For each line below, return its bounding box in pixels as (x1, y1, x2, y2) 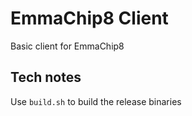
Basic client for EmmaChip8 (10, 40, 125, 52)
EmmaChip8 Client (10, 7, 169, 30)
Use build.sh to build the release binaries (10, 95, 182, 107)
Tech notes (10, 69, 82, 86)
